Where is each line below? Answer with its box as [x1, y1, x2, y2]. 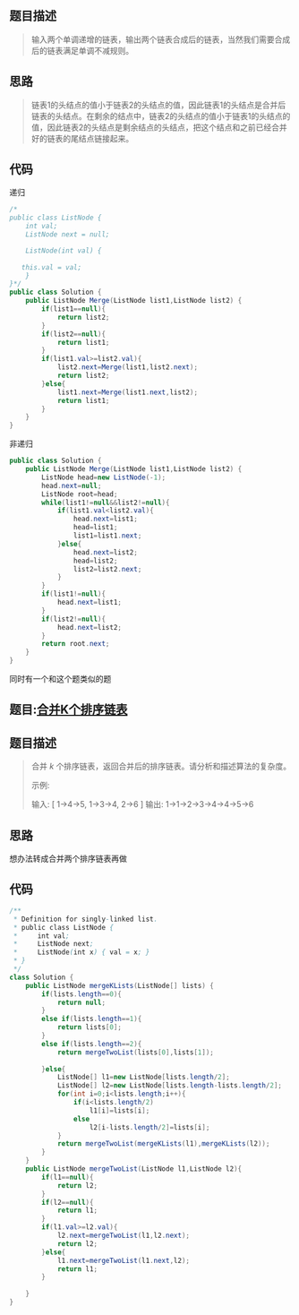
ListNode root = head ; [41, 489, 118, 499]
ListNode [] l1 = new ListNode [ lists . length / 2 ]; [56, 1073, 230, 1082]
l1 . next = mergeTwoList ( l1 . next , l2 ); [56, 1256, 191, 1265]
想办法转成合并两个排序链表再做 [9, 854, 127, 864]
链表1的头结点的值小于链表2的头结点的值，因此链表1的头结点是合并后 [30, 99, 286, 110]
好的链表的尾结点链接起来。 [30, 133, 134, 143]
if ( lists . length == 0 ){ [41, 989, 123, 999]
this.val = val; [21, 262, 82, 271]
